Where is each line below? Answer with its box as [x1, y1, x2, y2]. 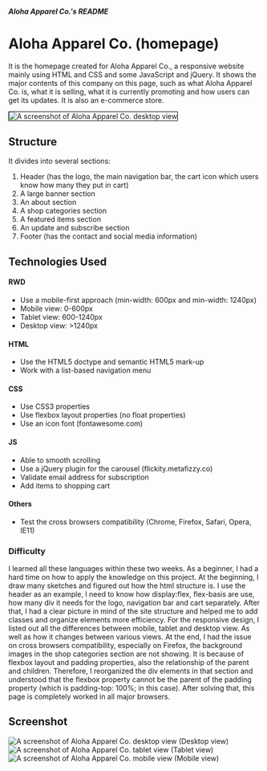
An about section [19, 198, 77, 207]
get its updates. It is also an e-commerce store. [8, 95, 164, 104]
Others [8, 499, 32, 509]
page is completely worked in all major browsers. [8, 691, 171, 702]
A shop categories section [19, 206, 107, 216]
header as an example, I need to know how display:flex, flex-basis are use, [8, 589, 255, 599]
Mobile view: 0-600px [19, 304, 94, 313]
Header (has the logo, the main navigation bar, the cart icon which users [19, 172, 259, 182]
